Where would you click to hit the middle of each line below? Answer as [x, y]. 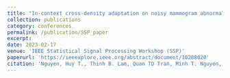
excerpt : [20, 39]
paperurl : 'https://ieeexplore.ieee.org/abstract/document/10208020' [108, 58]
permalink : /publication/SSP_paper [58, 32]
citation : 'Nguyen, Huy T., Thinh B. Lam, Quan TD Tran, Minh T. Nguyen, [115, 64]
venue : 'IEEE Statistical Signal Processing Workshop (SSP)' [96, 52]
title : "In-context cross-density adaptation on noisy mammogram [102, 13]
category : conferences [39, 26]
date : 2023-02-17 [32, 45]
